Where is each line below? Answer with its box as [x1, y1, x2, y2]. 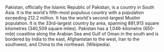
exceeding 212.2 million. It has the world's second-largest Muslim [5, 15, 140, 20]
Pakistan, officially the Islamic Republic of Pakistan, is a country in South [5, 4, 154, 10]
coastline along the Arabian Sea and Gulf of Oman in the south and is [16, 31, 159, 36]
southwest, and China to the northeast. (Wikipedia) [5, 41, 110, 47]
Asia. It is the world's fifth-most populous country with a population [5, 9, 144, 15]
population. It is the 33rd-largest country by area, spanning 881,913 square [5, 20, 159, 26]
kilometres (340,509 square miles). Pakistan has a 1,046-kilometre [5, 25, 142, 31]
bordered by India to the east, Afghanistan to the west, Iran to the [5, 36, 140, 42]
